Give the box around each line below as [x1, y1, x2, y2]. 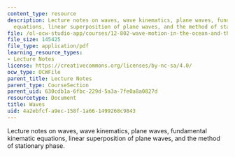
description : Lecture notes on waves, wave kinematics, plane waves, [7, 17, 215, 24]
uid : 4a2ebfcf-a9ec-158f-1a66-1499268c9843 [7, 107, 136, 114]
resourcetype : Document [7, 95, 77, 102]
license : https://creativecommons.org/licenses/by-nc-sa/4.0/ [7, 62, 192, 69]
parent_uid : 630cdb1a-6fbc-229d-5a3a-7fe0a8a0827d [7, 88, 158, 95]
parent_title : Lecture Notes [7, 75, 92, 82]
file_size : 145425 [7, 36, 61, 43]
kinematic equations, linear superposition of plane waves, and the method [7, 134, 220, 142]
